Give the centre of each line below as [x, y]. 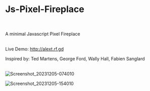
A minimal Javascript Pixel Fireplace [43, 34]
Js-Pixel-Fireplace [45, 9]
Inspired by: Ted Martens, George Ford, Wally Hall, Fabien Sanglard [75, 58]
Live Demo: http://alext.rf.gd [35, 49]
